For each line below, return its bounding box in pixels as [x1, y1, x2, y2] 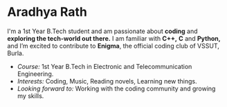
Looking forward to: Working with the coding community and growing [17, 84, 216, 93]
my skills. [17, 91, 44, 100]
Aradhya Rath [7, 4, 88, 20]
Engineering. [17, 70, 54, 78]
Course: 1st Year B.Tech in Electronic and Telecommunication [17, 62, 192, 70]
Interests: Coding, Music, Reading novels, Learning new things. [17, 77, 197, 85]
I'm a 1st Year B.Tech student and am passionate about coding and [7, 27, 198, 35]
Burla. [7, 49, 24, 57]
